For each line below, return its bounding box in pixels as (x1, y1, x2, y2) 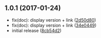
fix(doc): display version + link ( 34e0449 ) (11, 22, 97, 28)
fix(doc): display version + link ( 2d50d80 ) (11, 17, 97, 23)
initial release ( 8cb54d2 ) (11, 27, 62, 34)
